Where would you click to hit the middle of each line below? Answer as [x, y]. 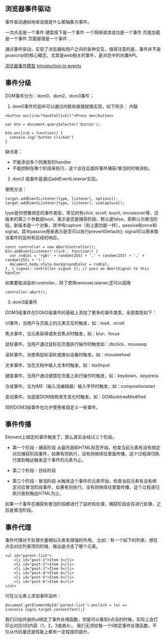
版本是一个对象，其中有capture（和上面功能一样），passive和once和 [87, 225]
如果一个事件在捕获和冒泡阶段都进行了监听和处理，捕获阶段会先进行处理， [81, 504]
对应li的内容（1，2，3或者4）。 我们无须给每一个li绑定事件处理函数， [83, 626]
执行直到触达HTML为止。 [38, 493]
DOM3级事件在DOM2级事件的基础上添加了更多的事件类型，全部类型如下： [81, 312]
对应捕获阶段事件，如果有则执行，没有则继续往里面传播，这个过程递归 [84, 454]
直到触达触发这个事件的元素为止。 [51, 460]
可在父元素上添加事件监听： [33, 596]
